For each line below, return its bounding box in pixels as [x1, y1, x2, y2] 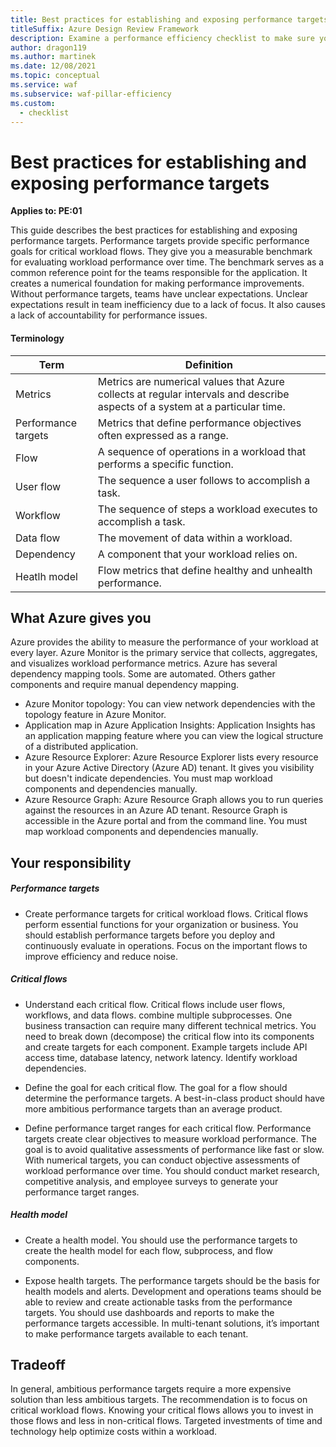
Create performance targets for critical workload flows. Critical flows [24, 907, 309, 920]
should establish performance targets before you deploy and [24, 929, 276, 941]
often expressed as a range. [97, 428, 229, 442]
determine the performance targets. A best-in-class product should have [24, 1092, 325, 1104]
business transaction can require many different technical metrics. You [24, 1019, 317, 1031]
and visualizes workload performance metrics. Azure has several [10, 657, 278, 670]
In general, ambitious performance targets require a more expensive [10, 1383, 292, 1395]
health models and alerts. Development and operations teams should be [24, 1285, 322, 1297]
